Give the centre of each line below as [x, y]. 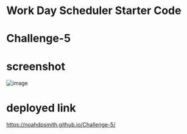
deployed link [41, 108]
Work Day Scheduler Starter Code [94, 11]
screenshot [36, 66]
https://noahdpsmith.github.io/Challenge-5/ [61, 125]
